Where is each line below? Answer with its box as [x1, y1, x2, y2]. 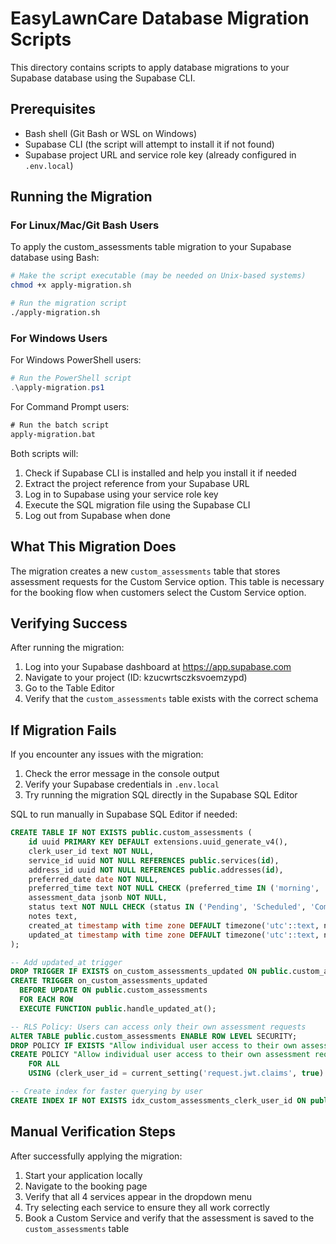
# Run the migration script [10, 298, 128, 309]
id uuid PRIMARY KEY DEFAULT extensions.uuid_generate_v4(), [28, 837, 288, 847]
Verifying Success [10, 615, 128, 632]
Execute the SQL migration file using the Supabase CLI [24, 498, 251, 511]
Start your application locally [24, 1169, 143, 1181]
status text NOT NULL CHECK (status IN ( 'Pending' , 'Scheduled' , [28, 902, 307, 912]
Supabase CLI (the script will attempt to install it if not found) [24, 138, 275, 150]
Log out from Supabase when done [24, 509, 172, 521]
